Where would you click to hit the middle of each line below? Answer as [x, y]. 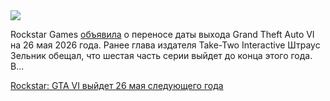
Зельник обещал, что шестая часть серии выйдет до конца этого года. [161, 55]
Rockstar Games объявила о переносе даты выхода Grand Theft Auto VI [162, 34]
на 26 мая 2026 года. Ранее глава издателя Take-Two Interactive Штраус [165, 45]
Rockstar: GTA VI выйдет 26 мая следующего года [117, 85]
